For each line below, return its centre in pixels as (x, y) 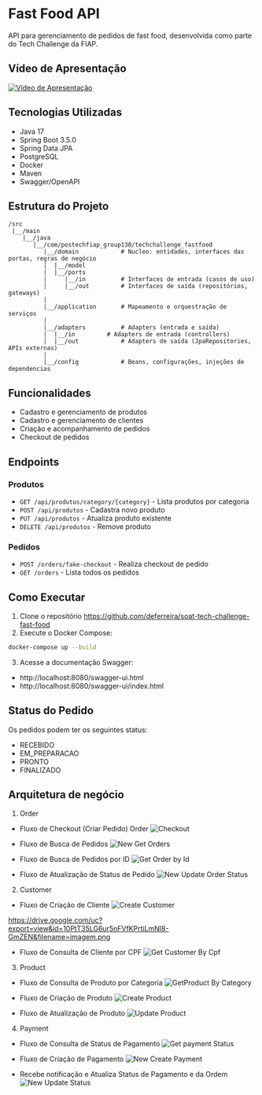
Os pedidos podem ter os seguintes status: (78, 730)
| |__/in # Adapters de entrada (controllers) (137, 335)
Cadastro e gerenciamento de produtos (83, 412)
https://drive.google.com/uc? (55, 920)
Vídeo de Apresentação (68, 69)
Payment (34, 1029)
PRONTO (34, 761)
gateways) (24, 293)
